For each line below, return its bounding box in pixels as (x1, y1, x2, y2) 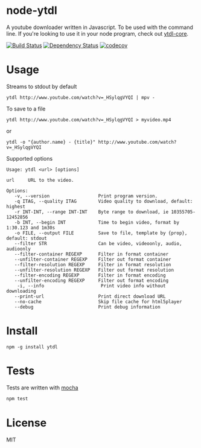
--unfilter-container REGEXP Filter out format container (14, 256, 171, 263)
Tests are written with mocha (6, 384, 78, 391)
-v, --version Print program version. (14, 193, 158, 199)
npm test (6, 395, 28, 402)
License (6, 416, 47, 429)
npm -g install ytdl (6, 344, 59, 350)
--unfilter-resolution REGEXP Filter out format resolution (14, 267, 174, 273)
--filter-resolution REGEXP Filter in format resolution (14, 261, 171, 267)
